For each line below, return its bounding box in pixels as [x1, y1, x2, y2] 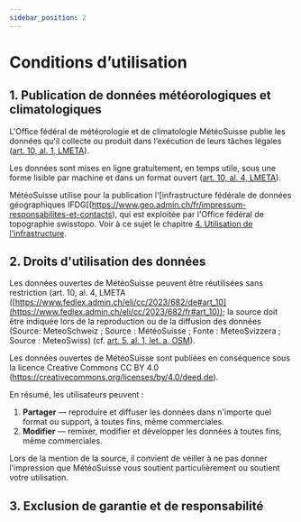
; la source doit [222, 307, 278, 317]
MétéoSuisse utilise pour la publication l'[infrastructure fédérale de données [9, 189, 292, 200]
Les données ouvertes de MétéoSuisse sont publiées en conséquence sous [9, 353, 291, 363]
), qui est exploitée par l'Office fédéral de [112, 208, 264, 219]
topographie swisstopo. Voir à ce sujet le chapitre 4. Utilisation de [9, 218, 253, 229]
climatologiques [9, 102, 102, 117]
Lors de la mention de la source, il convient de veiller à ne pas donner [9, 453, 268, 464]
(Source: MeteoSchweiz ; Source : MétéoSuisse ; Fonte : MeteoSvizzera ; [9, 325, 281, 336]
